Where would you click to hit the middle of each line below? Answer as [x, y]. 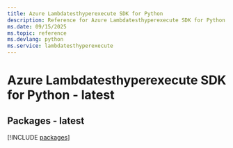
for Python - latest [61, 95]
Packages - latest [46, 121]
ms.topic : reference [37, 33]
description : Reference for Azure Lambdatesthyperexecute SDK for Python [116, 20]
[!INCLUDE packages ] [39, 137]
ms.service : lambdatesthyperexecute [60, 46]
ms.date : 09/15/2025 [37, 26]
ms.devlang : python [35, 40]
